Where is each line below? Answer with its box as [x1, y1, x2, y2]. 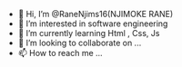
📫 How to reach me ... [17, 48, 103, 58]
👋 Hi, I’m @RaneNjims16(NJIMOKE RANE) [17, 9, 174, 19]
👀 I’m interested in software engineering [17, 18, 168, 29]
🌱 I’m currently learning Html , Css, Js [17, 28, 160, 38]
